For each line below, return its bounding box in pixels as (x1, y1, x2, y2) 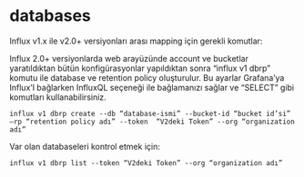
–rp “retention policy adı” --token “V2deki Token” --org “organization (9, 117, 296, 126)
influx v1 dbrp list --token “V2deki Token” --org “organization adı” (9, 158, 283, 168)
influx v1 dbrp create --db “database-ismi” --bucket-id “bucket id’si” (9, 109, 291, 118)
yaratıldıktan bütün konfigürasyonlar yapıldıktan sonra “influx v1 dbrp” (9, 63, 271, 74)
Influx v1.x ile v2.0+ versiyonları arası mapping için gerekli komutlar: (9, 35, 263, 46)
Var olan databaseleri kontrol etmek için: (9, 141, 161, 152)
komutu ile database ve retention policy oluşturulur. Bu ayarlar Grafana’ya (9, 72, 285, 83)
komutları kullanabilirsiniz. (9, 92, 106, 103)
